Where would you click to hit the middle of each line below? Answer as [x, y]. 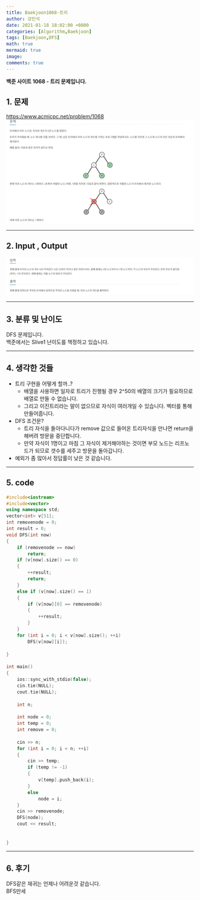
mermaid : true [24, 51]
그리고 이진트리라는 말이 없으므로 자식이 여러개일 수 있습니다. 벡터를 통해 [108, 406]
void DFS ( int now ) [29, 535]
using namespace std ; [33, 510]
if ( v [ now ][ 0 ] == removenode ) [65, 604]
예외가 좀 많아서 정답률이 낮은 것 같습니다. [63, 458]
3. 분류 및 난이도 [34, 319]
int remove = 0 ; [37, 730]
